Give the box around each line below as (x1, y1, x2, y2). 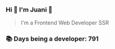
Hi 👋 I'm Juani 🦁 (5, 5, 53, 14)
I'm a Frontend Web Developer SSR (20, 19, 109, 27)
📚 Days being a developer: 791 (5, 34, 99, 43)
